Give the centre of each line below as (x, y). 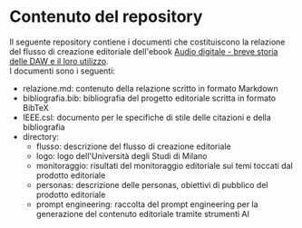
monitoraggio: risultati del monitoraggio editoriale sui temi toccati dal (164, 165)
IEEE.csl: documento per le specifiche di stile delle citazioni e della (147, 117)
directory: (41, 136)
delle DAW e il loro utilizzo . (59, 61)
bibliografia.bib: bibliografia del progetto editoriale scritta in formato (149, 98)
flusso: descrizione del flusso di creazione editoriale (133, 146)
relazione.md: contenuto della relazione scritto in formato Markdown (150, 88)
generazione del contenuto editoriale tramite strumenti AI (143, 213)
